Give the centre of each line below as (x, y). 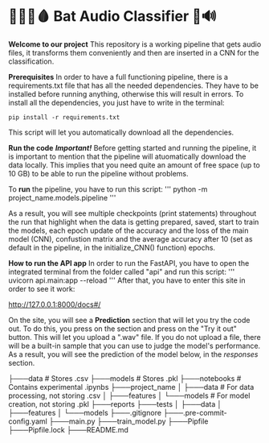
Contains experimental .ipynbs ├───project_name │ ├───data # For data (131, 387)
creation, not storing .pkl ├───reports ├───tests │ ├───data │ (115, 404)
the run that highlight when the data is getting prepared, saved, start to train (134, 221)
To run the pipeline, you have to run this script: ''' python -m (108, 189)
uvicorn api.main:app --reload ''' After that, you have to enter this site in (127, 280)
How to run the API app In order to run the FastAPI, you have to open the (129, 263)
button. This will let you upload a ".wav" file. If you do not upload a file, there (134, 337)
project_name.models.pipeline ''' (62, 197)
